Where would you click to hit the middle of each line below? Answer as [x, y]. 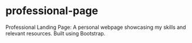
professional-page [52, 11]
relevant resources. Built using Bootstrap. [55, 33]
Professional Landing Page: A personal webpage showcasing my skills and [96, 27]
